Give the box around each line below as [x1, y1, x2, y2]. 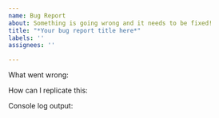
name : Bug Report [8, 11, 66, 20]
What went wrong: [8, 70, 70, 80]
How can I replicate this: [8, 85, 88, 96]
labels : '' [8, 33, 45, 42]
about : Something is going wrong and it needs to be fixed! [8, 19, 213, 27]
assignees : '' [8, 41, 56, 49]
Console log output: [8, 101, 74, 111]
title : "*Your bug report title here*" [8, 26, 141, 34]
